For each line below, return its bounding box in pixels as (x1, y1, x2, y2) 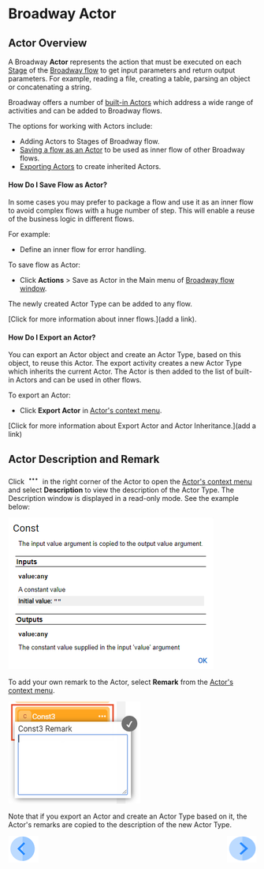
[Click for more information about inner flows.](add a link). (8, 314, 197, 324)
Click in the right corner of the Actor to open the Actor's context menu (8, 477, 252, 487)
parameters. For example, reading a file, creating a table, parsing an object (8, 74, 251, 83)
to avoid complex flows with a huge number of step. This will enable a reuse (8, 206, 255, 216)
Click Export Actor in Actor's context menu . (19, 406, 162, 416)
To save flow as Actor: (8, 260, 81, 269)
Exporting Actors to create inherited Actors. (19, 162, 162, 171)
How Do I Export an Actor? (8, 333, 96, 342)
